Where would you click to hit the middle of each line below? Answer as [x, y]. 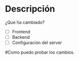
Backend [21, 37]
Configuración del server [37, 43]
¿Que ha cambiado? [25, 22]
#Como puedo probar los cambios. [40, 52]
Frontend [21, 31]
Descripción [30, 9]
